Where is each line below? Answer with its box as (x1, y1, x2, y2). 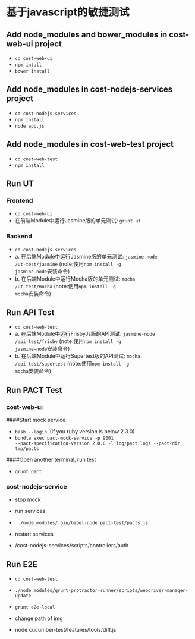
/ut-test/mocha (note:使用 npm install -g (14, 282, 116, 289)
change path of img (14, 615, 64, 622)
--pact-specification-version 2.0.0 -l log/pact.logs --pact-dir (14, 440, 180, 446)
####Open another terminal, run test (6, 456, 96, 464)
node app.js (14, 123, 45, 129)
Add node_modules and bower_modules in (6, 29, 168, 39)
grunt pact (14, 469, 42, 475)
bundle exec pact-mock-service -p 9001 (14, 435, 114, 442)
